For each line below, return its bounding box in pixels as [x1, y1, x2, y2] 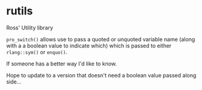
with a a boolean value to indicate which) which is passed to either [6, 42, 172, 49]
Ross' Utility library [6, 24, 53, 31]
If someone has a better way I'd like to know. [6, 60, 118, 67]
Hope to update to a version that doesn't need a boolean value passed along [6, 71, 197, 79]
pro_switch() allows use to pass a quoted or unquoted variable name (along [6, 35, 195, 43]
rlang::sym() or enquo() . [6, 48, 68, 55]
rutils [6, 4, 33, 18]
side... [6, 78, 22, 85]
